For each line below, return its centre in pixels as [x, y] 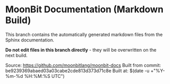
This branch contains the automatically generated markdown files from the [84, 34]
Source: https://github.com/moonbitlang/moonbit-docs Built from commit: [83, 65]
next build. [16, 55]
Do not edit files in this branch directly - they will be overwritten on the [81, 50]
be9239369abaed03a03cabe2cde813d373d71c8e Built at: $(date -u [77, 71]
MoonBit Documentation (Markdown [84, 9]
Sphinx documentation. [30, 40]
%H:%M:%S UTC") [44, 76]
